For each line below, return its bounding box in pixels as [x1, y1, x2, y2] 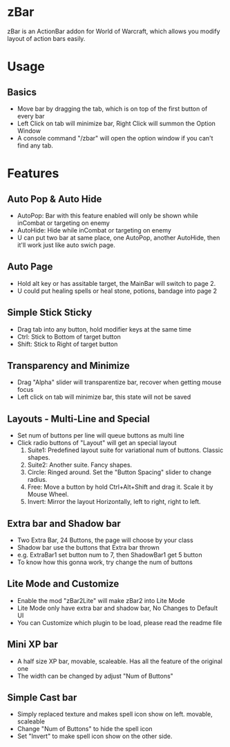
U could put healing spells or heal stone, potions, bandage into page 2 [17, 287, 218, 295]
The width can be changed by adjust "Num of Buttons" [17, 672, 174, 680]
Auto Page [7, 261, 53, 273]
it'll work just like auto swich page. [17, 240, 115, 249]
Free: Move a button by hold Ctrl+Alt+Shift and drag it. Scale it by [27, 483, 213, 492]
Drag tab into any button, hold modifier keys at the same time [17, 325, 192, 333]
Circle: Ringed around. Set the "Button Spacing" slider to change [27, 468, 212, 476]
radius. [27, 476, 48, 484]
